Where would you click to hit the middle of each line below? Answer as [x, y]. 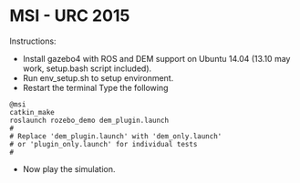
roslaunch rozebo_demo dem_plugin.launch [89, 120]
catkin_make [32, 112]
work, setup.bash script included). [87, 68]
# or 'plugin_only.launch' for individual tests [103, 144]
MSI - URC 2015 [70, 16]
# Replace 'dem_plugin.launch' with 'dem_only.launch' [116, 136]
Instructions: [33, 41]
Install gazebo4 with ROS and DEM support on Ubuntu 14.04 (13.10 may [156, 58]
